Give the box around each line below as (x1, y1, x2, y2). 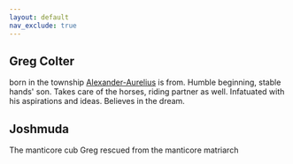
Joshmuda (9, 121, 69, 137)
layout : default (9, 12, 69, 22)
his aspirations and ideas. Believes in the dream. (9, 96, 186, 107)
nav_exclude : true (9, 21, 77, 30)
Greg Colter (9, 54, 75, 69)
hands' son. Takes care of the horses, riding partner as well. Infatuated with (9, 86, 285, 97)
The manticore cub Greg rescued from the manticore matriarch (9, 145, 239, 155)
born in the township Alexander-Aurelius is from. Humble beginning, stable (9, 77, 281, 88)
